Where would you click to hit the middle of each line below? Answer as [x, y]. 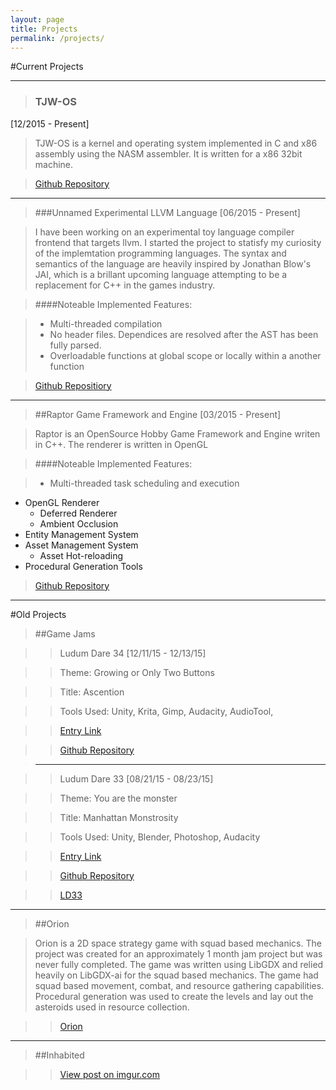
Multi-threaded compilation [106, 323]
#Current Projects [47, 67]
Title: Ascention [92, 692]
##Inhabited [59, 1055]
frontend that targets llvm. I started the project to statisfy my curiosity [178, 242]
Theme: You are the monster [118, 798]
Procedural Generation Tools [83, 566]
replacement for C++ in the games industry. [125, 285]
